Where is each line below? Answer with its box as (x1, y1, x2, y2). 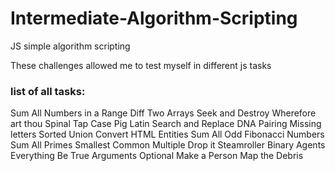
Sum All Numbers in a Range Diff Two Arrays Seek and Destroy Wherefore (10, 107, 317, 119)
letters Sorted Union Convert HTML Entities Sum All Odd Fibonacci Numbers (10, 128, 325, 141)
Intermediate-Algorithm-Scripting (10, 7, 298, 30)
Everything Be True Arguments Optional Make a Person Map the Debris (10, 150, 304, 162)
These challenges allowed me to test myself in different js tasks (10, 59, 272, 71)
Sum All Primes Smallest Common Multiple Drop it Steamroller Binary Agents (10, 139, 326, 151)
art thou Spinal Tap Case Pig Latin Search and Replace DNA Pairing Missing (10, 118, 322, 130)
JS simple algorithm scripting (10, 40, 131, 52)
